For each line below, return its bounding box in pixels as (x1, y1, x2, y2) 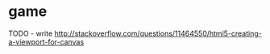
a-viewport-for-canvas (8, 37, 85, 46)
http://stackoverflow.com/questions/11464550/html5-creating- (54, 29, 262, 38)
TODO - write (8, 29, 53, 38)
